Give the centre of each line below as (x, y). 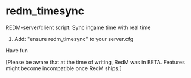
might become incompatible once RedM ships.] (64, 68)
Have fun (17, 50)
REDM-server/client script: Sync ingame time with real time (78, 27)
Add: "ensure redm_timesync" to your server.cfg (74, 39)
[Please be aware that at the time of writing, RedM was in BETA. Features (95, 62)
